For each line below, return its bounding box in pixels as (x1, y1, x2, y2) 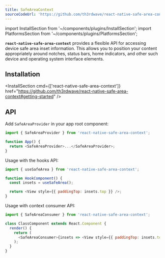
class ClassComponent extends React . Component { (5, 221, 107, 226)
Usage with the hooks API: (5, 157, 59, 163)
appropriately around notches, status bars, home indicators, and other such (5, 50, 158, 57)
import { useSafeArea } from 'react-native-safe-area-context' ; (5, 167, 139, 172)
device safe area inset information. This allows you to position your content (5, 45, 157, 51)
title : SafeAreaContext (5, 7, 54, 12)
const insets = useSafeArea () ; (9, 180, 74, 185)
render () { (9, 226, 32, 230)
